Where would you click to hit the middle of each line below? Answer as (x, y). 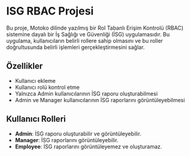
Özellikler (25, 66)
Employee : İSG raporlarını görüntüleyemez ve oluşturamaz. (88, 146)
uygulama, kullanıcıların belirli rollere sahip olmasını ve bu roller (85, 41)
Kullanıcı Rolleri (36, 119)
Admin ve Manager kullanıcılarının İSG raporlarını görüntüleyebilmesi (100, 100)
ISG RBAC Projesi (50, 11)
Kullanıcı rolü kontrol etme (47, 87)
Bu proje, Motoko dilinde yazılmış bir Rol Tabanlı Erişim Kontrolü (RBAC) (95, 28)
